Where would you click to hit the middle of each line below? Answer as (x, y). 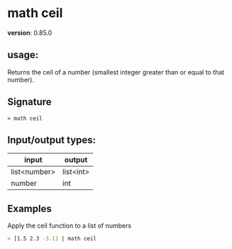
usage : (23, 55)
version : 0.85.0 (30, 33)
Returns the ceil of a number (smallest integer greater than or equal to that (116, 72)
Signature (29, 102)
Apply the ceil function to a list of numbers (70, 226)
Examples (29, 208)
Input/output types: (52, 140)
